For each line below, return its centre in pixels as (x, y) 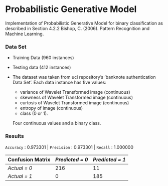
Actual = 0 (20, 168)
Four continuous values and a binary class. (57, 123)
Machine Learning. (25, 34)
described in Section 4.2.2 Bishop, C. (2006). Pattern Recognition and (77, 28)
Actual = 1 (20, 176)
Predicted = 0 (71, 159)
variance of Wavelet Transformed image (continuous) (75, 92)
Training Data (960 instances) (43, 58)
